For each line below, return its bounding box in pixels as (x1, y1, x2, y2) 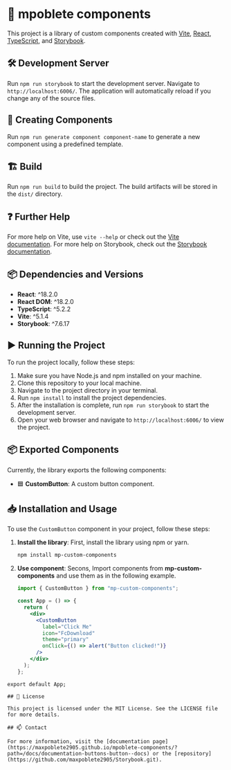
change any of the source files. (7, 93, 96, 102)
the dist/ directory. (7, 190, 63, 198)
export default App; (7, 681, 67, 688)
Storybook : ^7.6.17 (17, 320, 71, 328)
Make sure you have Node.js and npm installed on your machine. (17, 371, 202, 379)
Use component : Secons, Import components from (17, 564, 164, 573)
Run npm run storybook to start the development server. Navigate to (7, 79, 201, 87)
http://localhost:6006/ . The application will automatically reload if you (7, 87, 211, 95)
